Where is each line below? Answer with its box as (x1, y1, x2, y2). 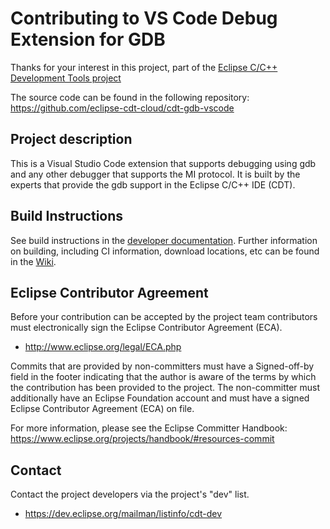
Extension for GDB (10, 28, 166, 51)
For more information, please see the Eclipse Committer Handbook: (10, 422, 288, 434)
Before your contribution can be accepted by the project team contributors (10, 311, 318, 323)
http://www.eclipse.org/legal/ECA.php (24, 341, 182, 353)
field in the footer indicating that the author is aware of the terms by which (10, 371, 317, 383)
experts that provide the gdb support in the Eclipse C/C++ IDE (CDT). (10, 178, 296, 191)
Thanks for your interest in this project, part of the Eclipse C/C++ (10, 61, 278, 73)
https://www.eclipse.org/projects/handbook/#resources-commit (10, 433, 275, 445)
